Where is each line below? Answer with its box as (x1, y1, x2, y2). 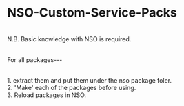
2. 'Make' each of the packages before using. (7, 83, 136, 92)
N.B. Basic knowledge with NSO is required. (7, 34, 132, 43)
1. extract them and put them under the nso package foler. (7, 76, 172, 84)
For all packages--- (7, 55, 63, 63)
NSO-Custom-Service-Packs (7, 5, 177, 21)
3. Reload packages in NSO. (7, 91, 87, 99)
